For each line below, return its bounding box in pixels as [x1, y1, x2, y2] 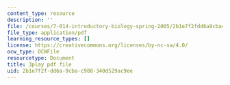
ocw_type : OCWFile [7, 49, 60, 56]
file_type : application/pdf [7, 29, 88, 36]
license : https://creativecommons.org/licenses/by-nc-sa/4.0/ [7, 42, 188, 49]
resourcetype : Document [7, 55, 75, 62]
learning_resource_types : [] [7, 36, 90, 42]
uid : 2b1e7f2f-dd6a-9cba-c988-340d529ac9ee [7, 67, 133, 74]
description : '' [7, 16, 53, 23]
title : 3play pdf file [7, 61, 72, 68]
